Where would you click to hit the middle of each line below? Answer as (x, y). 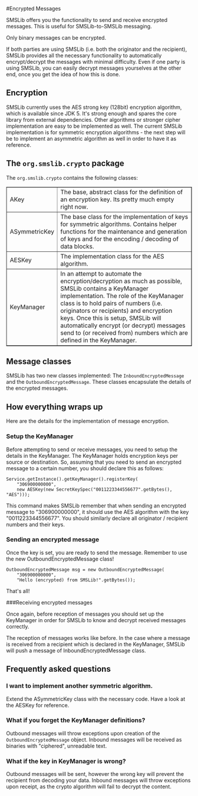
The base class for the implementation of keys (124, 216)
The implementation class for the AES (112, 256)
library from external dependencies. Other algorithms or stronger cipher (93, 119)
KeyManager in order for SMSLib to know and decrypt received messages (96, 620)
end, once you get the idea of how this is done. (63, 74)
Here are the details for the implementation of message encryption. (88, 421)
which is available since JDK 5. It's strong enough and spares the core (91, 113)
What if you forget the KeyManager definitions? (76, 720)
